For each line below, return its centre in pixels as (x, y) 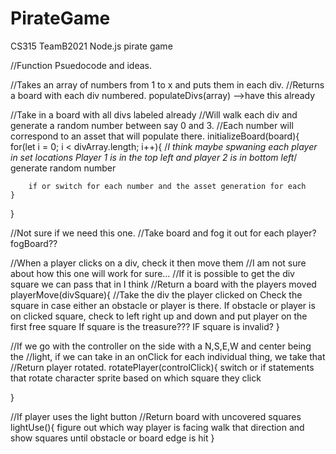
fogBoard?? (34, 243)
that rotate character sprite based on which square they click (136, 378)
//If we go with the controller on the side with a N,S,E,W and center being (161, 346)
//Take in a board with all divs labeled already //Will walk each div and (154, 114)
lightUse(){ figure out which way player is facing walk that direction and (157, 427)
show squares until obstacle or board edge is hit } (112, 438)
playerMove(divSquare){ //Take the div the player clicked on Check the (156, 294)
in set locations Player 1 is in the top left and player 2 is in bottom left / (154, 157)
